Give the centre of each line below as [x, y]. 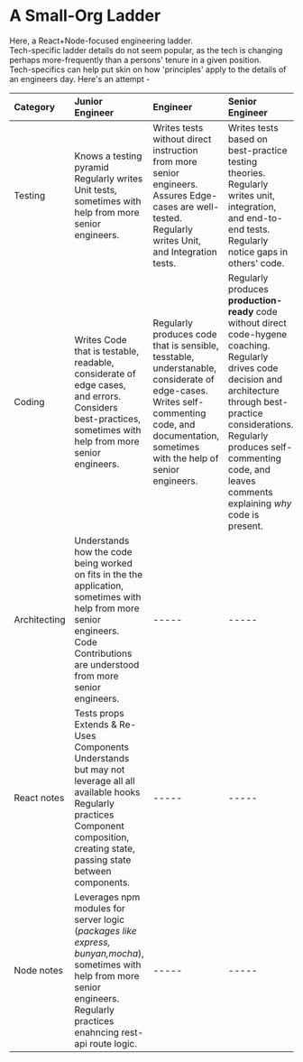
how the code [103, 551]
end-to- [265, 217]
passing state [103, 860]
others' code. [257, 263]
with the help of [186, 458]
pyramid [92, 167]
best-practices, [108, 419]
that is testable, [107, 351]
